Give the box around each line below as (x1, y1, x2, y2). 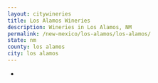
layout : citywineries (7, 10, 72, 18)
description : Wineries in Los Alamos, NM (7, 23, 132, 31)
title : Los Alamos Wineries (7, 17, 91, 24)
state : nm (7, 37, 37, 44)
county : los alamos (7, 43, 65, 50)
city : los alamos (7, 50, 59, 57)
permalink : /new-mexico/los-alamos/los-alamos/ (7, 30, 152, 38)
